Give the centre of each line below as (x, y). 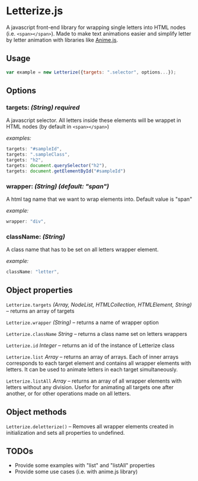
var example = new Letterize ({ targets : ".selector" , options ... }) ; (91, 72)
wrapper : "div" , (26, 221)
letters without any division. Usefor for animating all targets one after (90, 387)
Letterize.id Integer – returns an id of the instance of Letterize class (90, 345)
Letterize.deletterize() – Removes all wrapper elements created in (90, 426)
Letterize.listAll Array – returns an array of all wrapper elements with (94, 381)
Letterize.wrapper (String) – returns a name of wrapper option (82, 322)
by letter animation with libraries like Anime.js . (62, 40)
